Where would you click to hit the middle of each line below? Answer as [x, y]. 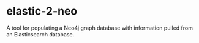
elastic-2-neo [42, 11]
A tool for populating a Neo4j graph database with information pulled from [99, 28]
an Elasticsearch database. [40, 34]
